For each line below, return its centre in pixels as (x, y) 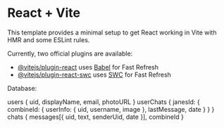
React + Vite (44, 13)
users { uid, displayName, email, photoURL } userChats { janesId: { (104, 102)
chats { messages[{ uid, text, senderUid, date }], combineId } (96, 117)
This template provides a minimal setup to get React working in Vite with (112, 32)
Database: (22, 88)
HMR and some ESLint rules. (49, 39)
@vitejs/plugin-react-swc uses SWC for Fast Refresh (94, 75)
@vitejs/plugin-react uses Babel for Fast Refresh (88, 67)
